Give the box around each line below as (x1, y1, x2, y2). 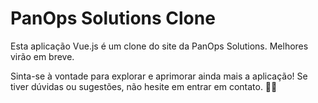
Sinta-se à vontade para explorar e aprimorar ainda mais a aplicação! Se (10, 70, 308, 82)
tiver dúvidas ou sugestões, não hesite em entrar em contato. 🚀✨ (10, 80, 278, 92)
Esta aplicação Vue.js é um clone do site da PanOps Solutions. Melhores (10, 40, 309, 52)
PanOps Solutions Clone (10, 7, 216, 30)
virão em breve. (10, 50, 75, 62)
